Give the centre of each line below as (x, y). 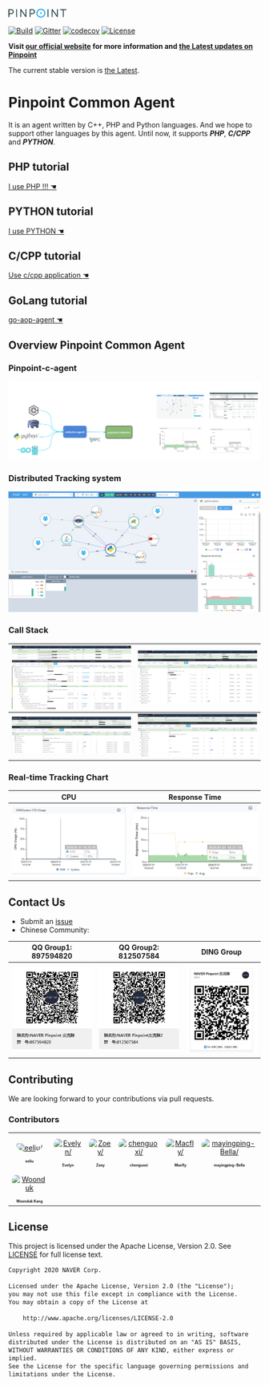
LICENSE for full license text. (56, 1254)
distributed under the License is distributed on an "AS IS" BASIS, (125, 1343)
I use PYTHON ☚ (36, 231)
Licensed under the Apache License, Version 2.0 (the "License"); (121, 1286)
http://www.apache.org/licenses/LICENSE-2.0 (98, 1318)
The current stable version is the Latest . (74, 70)
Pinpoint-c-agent (43, 368)
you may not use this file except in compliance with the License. (123, 1294)
